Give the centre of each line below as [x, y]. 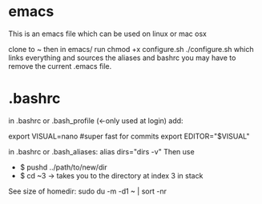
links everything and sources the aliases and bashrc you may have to [122, 58]
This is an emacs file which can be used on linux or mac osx [107, 34]
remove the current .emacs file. [60, 66]
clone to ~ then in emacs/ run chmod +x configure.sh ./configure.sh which [131, 49]
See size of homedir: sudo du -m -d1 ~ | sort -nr [87, 191]
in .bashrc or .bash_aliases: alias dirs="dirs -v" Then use [101, 151]
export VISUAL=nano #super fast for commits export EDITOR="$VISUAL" [129, 136]
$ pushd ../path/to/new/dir [64, 167]
